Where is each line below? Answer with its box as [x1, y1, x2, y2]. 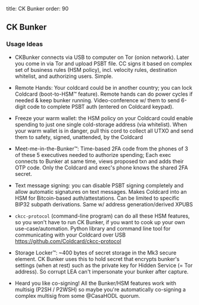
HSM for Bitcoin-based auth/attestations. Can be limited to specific [14, 194, 180, 202]
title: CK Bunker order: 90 [6, 5, 69, 12]
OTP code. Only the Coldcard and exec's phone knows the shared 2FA [14, 163, 188, 171]
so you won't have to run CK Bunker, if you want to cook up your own [14, 218, 185, 225]
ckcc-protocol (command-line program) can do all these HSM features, [14, 212, 190, 219]
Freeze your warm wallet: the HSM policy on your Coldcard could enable [14, 114, 194, 121]
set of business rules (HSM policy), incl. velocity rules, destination [14, 66, 178, 73]
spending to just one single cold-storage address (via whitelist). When [14, 121, 188, 128]
